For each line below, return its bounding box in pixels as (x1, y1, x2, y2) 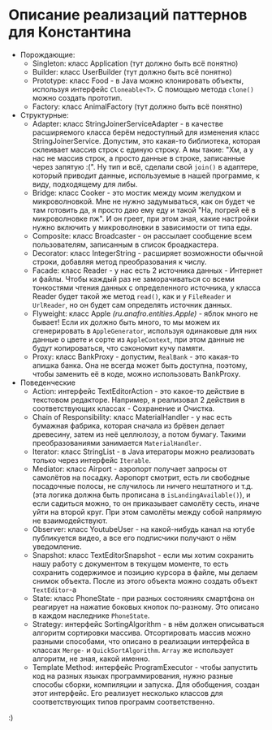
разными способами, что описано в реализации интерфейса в (32, 636, 250, 646)
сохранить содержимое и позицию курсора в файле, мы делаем (32, 567, 258, 577)
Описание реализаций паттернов (8, 6, 248, 24)
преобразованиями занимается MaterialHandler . (32, 438, 201, 447)
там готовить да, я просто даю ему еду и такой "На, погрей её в (32, 205, 256, 214)
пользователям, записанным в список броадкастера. (32, 240, 219, 249)
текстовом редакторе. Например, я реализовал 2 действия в (32, 395, 245, 404)
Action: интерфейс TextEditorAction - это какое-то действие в (32, 386, 245, 395)
